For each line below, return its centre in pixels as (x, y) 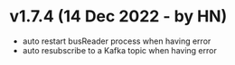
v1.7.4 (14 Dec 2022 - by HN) (118, 16)
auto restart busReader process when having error (117, 41)
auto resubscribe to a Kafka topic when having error (119, 50)
